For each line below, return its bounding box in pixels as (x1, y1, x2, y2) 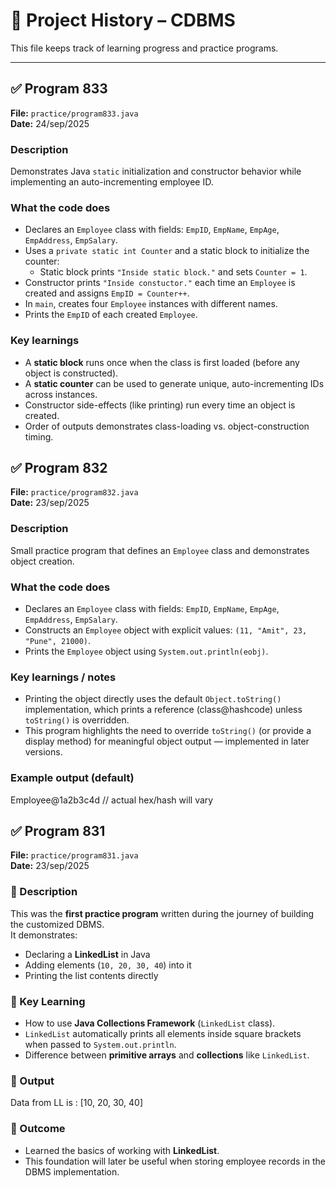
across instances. (24, 388, 98, 400)
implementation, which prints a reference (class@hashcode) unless (24, 704, 303, 716)
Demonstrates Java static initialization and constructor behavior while (10, 165, 302, 178)
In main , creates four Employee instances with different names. (24, 298, 278, 310)
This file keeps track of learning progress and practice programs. (10, 42, 279, 54)
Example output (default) (10, 771, 135, 785)
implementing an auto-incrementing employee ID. (10, 176, 214, 188)
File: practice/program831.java (10, 849, 139, 861)
